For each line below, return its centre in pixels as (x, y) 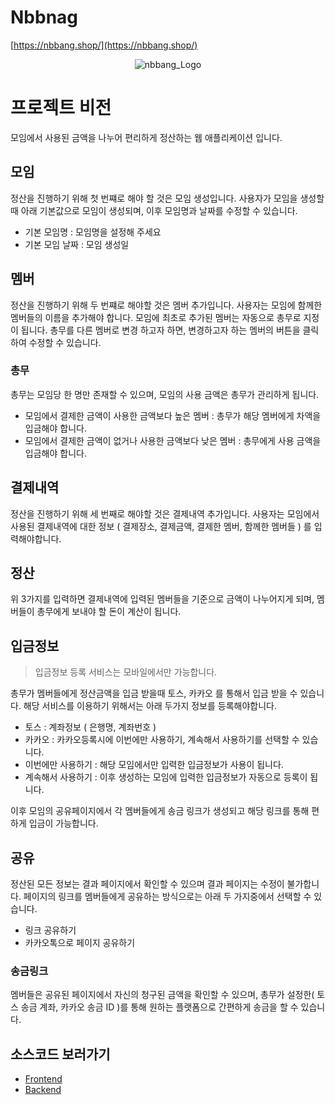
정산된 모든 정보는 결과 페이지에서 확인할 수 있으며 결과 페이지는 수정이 (147, 884)
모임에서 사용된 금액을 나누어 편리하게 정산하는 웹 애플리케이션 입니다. (146, 137)
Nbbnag (44, 17)
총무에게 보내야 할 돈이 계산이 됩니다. (109, 612)
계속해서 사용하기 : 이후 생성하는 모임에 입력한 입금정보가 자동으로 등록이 (166, 777)
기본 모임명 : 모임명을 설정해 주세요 (93, 232)
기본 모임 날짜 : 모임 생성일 (77, 244)
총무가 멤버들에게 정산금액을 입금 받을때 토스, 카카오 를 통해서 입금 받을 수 (154, 693)
